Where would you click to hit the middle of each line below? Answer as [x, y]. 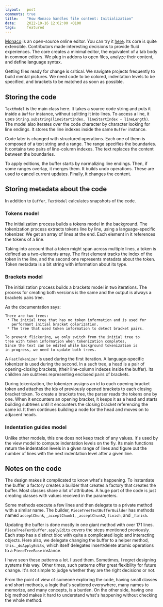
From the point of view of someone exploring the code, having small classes [81, 580]
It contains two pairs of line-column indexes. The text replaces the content [79, 149]
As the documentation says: [33, 307]
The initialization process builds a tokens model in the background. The [76, 224]
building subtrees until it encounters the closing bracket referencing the [77, 404]
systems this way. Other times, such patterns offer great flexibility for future [81, 565]
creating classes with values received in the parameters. [61, 496]
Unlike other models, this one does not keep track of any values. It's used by [81, 438]
